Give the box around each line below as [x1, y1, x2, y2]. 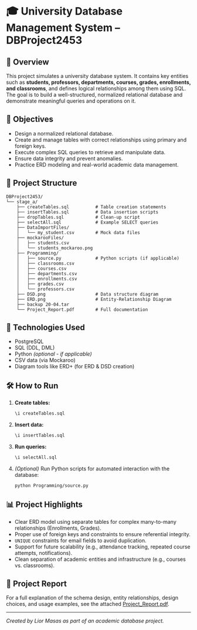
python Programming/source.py [14, 482, 89, 489]
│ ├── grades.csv [16, 281, 64, 287]
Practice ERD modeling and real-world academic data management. [14, 161, 179, 168]
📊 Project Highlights [6, 500, 83, 510]
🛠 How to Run [6, 381, 59, 391]
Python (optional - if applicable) [14, 350, 92, 358]
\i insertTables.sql [14, 432, 65, 439]
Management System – [6, 21, 120, 35]
